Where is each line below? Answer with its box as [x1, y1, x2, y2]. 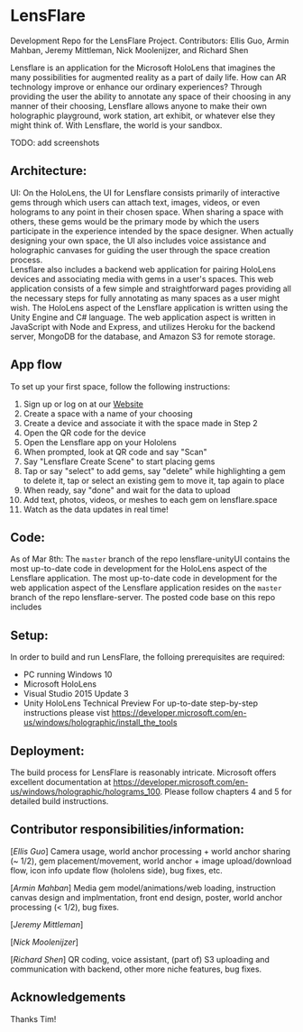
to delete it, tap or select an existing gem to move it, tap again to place [23, 475, 285, 486]
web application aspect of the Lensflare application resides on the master [10, 582, 282, 593]
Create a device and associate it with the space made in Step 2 [23, 417, 258, 428]
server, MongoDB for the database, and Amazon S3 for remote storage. [10, 331, 276, 342]
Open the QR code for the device [23, 427, 147, 438]
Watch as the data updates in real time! [23, 504, 170, 515]
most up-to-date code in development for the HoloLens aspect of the [10, 563, 268, 574]
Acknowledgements [10, 990, 126, 1005]
